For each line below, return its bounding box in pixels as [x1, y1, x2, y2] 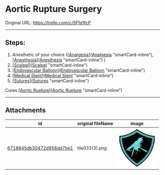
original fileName [77, 120, 113, 126]
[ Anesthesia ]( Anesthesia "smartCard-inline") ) [12, 57, 106, 62]
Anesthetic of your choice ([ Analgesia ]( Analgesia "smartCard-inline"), [12, 52, 154, 58]
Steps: [5, 38, 26, 47]
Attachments [5, 106, 46, 115]
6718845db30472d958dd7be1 [7, 145, 73, 151]
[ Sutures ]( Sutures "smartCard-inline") [12, 78, 89, 84]
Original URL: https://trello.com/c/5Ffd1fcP [5, 20, 91, 26]
